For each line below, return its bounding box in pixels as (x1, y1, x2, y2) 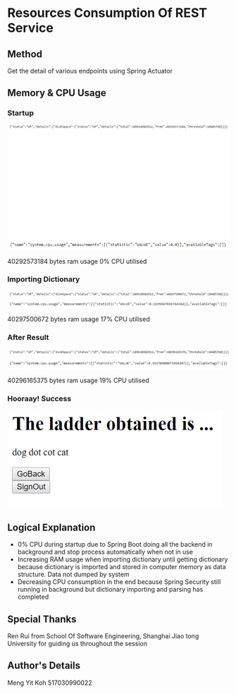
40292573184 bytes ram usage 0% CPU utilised (7, 257, 147, 265)
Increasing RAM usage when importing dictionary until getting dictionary (17, 555, 228, 564)
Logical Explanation (7, 521, 96, 533)
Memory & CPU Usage (7, 87, 107, 99)
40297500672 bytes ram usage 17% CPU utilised (7, 315, 150, 324)
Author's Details (7, 659, 81, 671)
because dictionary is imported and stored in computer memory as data (17, 563, 227, 571)
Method (7, 48, 43, 60)
